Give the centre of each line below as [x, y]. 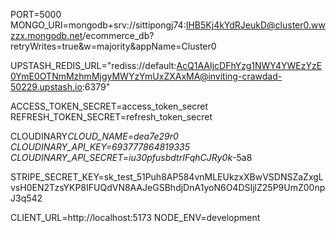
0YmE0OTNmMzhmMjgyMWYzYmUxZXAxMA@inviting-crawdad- [146, 76]
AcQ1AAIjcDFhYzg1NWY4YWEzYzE [249, 65]
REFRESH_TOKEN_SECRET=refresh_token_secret [111, 117]
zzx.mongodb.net [46, 35]
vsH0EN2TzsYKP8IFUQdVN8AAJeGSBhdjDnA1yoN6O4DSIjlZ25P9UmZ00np [168, 187]
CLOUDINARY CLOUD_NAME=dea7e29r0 [94, 136]
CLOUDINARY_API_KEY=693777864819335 [100, 147]
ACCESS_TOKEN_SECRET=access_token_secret [109, 106]
